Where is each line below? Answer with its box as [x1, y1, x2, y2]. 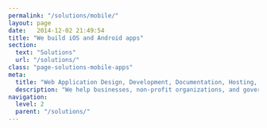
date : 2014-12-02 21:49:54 [8, 26, 105, 34]
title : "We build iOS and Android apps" [8, 33, 145, 42]
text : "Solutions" [15, 48, 77, 56]
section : [8, 41, 37, 49]
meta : [8, 71, 26, 79]
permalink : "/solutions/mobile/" [8, 11, 119, 20]
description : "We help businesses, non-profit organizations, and [15, 85, 240, 94]
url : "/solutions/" [15, 56, 80, 64]
